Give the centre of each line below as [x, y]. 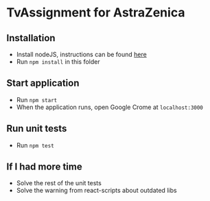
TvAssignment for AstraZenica [96, 13]
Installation [31, 38]
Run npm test [35, 145]
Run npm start [37, 99]
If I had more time [45, 167]
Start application [43, 83]
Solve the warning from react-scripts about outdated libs [96, 191]
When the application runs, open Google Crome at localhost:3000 [110, 107]
